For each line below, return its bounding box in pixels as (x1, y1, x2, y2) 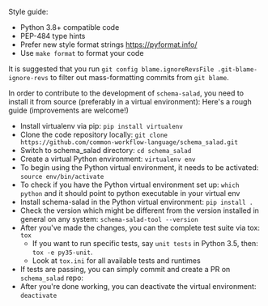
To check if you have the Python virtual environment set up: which (19, 180, 240, 189)
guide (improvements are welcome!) (8, 105, 130, 115)
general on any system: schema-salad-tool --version (19, 215, 198, 223)
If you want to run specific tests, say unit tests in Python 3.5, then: (32, 239, 259, 248)
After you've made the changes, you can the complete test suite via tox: (19, 223, 261, 232)
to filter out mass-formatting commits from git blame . (49, 73, 229, 82)
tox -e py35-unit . (32, 247, 93, 257)
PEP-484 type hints (19, 32, 86, 40)
